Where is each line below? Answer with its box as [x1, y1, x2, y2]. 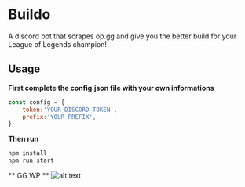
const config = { [8, 98, 65, 106]
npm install [8, 149, 47, 157]
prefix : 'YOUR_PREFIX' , [22, 113, 97, 120]
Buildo [8, 5, 51, 23]
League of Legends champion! [8, 39, 108, 49]
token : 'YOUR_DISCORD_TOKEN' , [22, 106, 118, 113]
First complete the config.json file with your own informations [8, 83, 214, 92]
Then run [8, 135, 39, 144]
